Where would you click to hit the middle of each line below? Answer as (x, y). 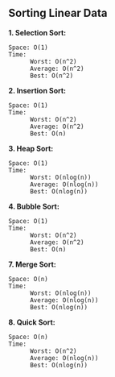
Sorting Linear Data (58, 13)
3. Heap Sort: (31, 148)
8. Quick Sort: (32, 322)
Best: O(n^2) (51, 76)
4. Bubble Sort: (34, 206)
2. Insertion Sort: (37, 90)
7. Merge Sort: (32, 264)
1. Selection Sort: (37, 32)
